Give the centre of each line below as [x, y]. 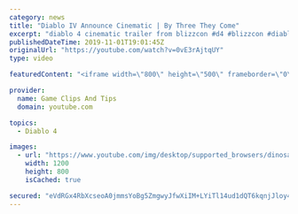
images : [24, 147]
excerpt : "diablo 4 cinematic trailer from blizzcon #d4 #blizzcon [137, 34]
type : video [31, 58]
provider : [27, 90]
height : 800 [47, 172]
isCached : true [53, 180]
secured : [25, 195]
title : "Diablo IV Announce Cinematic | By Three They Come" [125, 26]
